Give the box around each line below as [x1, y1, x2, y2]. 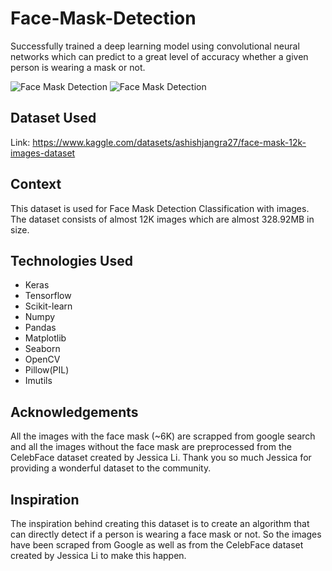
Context [10, 176, 62, 193]
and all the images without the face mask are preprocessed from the [10, 441, 292, 453]
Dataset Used [10, 110, 97, 127]
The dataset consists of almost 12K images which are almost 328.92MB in [10, 213, 315, 225]
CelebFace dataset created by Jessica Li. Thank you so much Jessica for [10, 452, 312, 464]
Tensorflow [24, 290, 72, 302]
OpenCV [24, 353, 61, 366]
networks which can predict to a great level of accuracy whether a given [10, 50, 309, 62]
